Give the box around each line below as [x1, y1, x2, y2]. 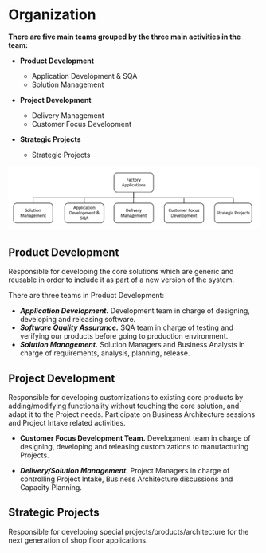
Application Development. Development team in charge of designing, [19, 306, 251, 316]
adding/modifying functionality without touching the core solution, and [8, 401, 240, 411]
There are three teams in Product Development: [8, 291, 165, 300]
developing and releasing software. [19, 315, 136, 324]
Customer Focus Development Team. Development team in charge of [19, 433, 251, 443]
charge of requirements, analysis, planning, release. [19, 348, 190, 358]
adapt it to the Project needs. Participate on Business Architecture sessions [8, 410, 256, 419]
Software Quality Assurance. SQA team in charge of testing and [19, 323, 233, 332]
